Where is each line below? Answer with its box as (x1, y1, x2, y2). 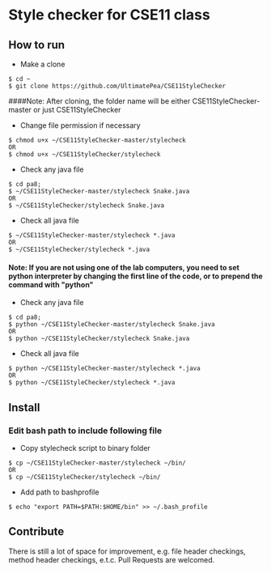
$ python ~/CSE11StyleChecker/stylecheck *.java (8, 379, 176, 387)
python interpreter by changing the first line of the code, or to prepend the (8, 271, 263, 281)
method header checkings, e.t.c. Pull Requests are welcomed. (8, 554, 215, 564)
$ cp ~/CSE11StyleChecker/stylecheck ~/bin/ (8, 473, 161, 481)
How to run (8, 38, 66, 52)
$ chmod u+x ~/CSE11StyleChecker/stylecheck (8, 151, 161, 159)
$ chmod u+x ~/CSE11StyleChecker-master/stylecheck (8, 136, 186, 144)
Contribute (8, 524, 65, 539)
